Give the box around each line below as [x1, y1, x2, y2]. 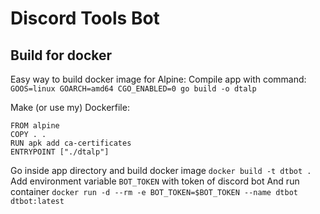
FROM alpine [10, 121, 60, 131]
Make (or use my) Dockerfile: [10, 102, 130, 113]
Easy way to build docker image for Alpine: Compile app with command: [10, 73, 307, 85]
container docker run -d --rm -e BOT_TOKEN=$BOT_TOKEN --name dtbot [10, 186, 298, 197]
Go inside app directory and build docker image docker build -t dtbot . [10, 165, 312, 176]
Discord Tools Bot [10, 7, 160, 30]
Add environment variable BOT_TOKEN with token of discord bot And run [10, 175, 300, 187]
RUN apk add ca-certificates [10, 138, 132, 148]
